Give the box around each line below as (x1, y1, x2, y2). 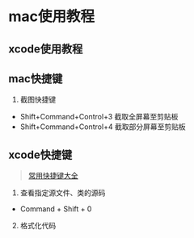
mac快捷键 (8, 72, 63, 86)
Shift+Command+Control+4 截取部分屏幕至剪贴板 (19, 122, 186, 132)
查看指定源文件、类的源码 (19, 188, 106, 198)
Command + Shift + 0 (19, 204, 92, 214)
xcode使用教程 (8, 42, 83, 56)
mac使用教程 (8, 7, 95, 26)
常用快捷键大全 (27, 171, 78, 181)
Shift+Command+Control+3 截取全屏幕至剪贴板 (19, 112, 179, 122)
